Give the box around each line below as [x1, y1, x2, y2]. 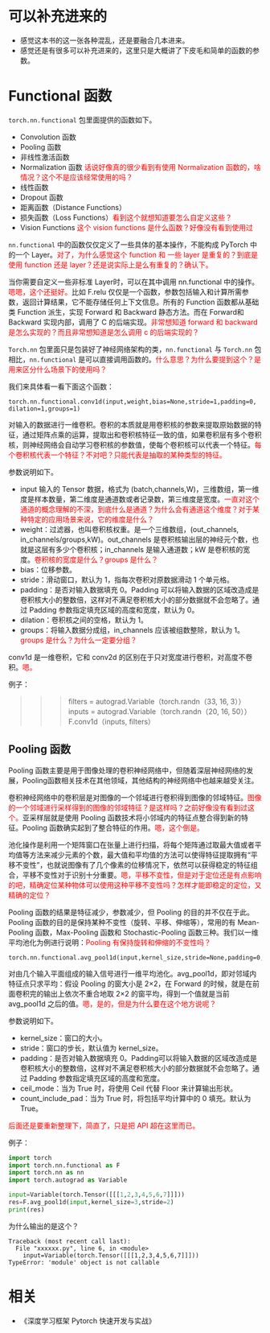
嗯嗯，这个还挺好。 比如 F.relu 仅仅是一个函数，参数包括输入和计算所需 [8, 287, 243, 296]
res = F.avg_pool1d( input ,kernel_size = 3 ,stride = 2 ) [8, 1199, 174, 1207]
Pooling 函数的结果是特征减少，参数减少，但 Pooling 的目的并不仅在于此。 [8, 907, 255, 917]
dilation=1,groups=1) [8, 404, 81, 413]
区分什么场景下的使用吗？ [22, 364, 107, 374]
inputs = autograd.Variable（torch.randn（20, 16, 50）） [67, 706, 252, 716]
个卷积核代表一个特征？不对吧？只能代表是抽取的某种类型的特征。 [8, 450, 227, 460]
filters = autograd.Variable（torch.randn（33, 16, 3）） [67, 696, 246, 706]
